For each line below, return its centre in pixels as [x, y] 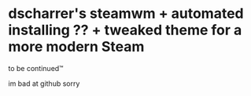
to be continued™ [36, 68]
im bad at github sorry [44, 84]
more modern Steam [76, 47]
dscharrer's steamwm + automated [126, 14]
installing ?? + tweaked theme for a [125, 30]
